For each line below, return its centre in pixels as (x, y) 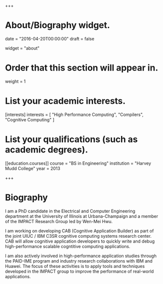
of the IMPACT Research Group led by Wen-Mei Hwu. (59, 221)
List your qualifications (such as (71, 139)
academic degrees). (47, 150)
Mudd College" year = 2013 (33, 168)
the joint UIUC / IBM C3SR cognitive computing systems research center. (78, 236)
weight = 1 (15, 81)
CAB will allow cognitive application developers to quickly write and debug (80, 241)
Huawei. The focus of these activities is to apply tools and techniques (75, 266)
